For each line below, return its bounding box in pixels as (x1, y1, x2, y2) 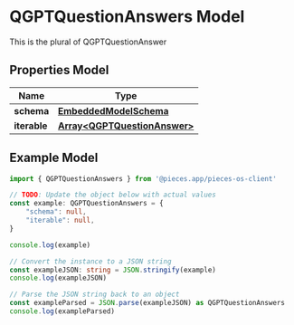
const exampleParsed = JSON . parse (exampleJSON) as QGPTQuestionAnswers (9, 299, 285, 308)
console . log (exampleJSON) (9, 273, 107, 282)
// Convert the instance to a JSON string (9, 256, 172, 266)
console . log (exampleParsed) (9, 307, 116, 316)
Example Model (9, 150, 99, 166)
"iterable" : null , (25, 215, 95, 225)
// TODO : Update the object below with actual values (9, 190, 217, 200)
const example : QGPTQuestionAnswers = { (9, 199, 165, 208)
